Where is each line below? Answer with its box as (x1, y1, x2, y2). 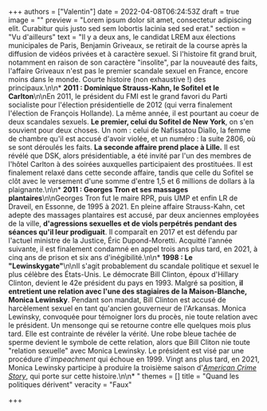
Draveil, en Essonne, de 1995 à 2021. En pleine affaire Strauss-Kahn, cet (8, 202, 245, 211)
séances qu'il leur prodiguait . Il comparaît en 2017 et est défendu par (8, 227, 238, 236)
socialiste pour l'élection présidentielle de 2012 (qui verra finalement (8, 100, 233, 109)
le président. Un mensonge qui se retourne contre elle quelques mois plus (8, 321, 251, 330)
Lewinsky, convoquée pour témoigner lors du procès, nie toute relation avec (8, 312, 258, 322)
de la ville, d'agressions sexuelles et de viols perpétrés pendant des (8, 219, 238, 228)
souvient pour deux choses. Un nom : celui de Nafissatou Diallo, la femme (8, 125, 251, 135)
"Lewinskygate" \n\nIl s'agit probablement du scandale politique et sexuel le (8, 261, 259, 271)
